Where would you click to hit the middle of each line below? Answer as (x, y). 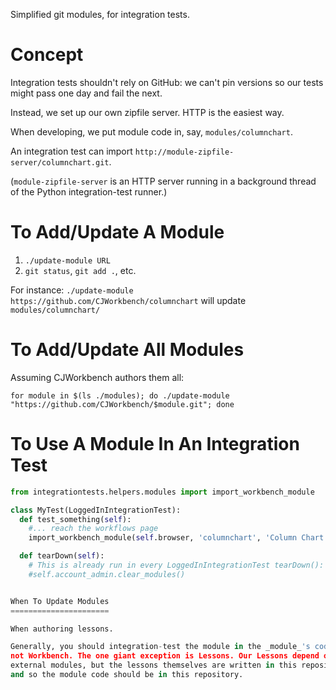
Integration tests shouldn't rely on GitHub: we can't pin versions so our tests (167, 82)
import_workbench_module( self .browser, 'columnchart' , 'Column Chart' (178, 538)
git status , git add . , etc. (80, 270)
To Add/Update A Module (117, 232)
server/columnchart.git (60, 162)
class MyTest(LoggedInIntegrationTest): (96, 510)
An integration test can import (71, 151)
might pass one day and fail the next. (86, 93)
